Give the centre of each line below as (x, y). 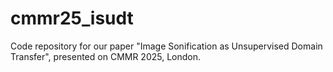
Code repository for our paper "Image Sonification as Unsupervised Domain (166, 46)
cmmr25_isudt (72, 18)
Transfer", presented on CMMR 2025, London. (106, 56)
